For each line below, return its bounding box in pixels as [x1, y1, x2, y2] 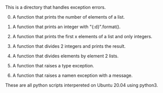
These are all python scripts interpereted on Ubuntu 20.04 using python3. [5, 82, 158, 88]
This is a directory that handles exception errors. [5, 5, 106, 10]
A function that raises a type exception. [12, 63, 95, 68]
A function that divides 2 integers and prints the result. [12, 43, 126, 49]
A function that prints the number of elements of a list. [12, 14, 125, 20]
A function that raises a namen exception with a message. [12, 72, 133, 78]
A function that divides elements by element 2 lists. [12, 53, 119, 59]
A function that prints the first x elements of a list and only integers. [12, 34, 152, 39]
